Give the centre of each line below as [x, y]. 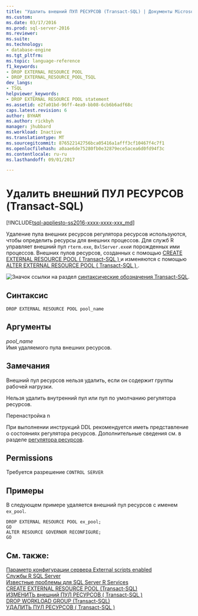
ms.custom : [19, 17]
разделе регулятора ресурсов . [45, 439]
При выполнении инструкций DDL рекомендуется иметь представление [98, 427]
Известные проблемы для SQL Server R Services [67, 582]
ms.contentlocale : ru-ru [37, 154]
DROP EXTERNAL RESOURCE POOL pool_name [55, 309]
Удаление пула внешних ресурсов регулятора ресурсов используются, [96, 234]
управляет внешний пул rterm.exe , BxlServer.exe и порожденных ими [93, 247]
